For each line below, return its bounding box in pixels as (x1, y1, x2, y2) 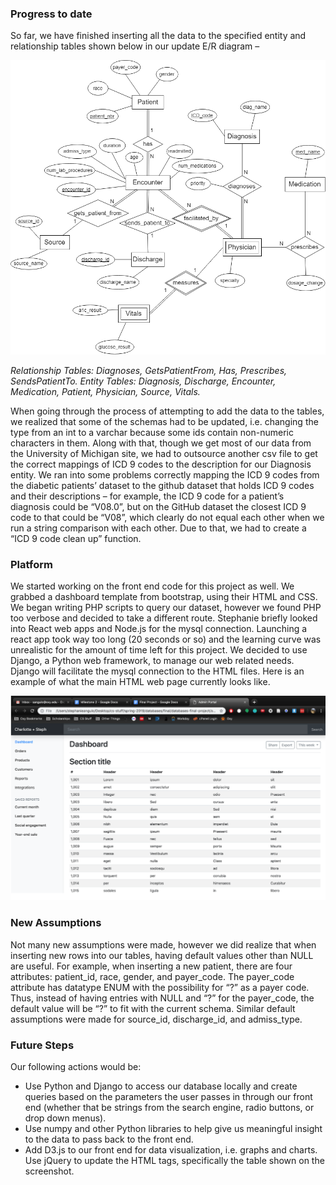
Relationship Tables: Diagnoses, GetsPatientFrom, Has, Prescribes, (10, 364, 288, 376)
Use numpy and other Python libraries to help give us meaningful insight (24, 1122, 323, 1134)
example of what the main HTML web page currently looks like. (10, 676, 271, 688)
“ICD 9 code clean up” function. (10, 532, 142, 544)
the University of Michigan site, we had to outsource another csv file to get (10, 447, 318, 459)
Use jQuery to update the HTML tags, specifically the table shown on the (24, 1154, 325, 1166)
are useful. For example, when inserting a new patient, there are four (10, 960, 293, 972)
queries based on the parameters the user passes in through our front (24, 1090, 313, 1102)
